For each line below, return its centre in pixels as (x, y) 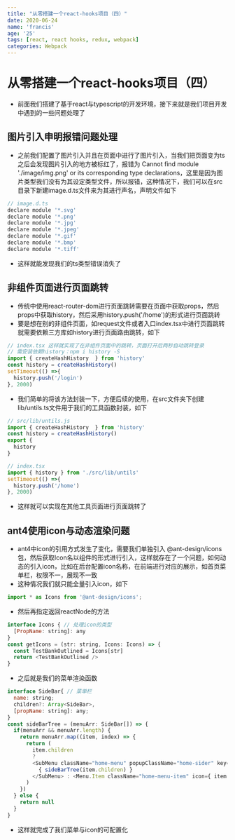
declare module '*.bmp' (42, 243)
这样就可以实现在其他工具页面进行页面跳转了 (82, 506)
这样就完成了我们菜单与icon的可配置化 (72, 829)
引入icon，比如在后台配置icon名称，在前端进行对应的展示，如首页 (125, 567)
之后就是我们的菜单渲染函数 (57, 678)
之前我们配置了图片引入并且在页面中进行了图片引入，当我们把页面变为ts (121, 155)
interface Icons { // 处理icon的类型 (59, 625)
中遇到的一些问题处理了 (51, 112)
